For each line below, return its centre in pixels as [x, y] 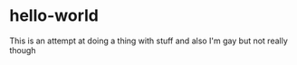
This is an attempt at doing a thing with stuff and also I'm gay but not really [148, 41]
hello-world [54, 16]
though [23, 50]
